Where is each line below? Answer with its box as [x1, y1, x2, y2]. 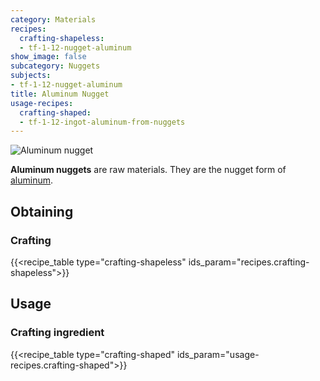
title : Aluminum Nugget [10, 89, 110, 99]
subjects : [10, 71, 52, 81]
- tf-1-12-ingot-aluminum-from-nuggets [19, 117, 186, 127]
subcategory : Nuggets [10, 61, 101, 71]
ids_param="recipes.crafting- [188, 256, 310, 268]
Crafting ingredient [10, 326, 105, 340]
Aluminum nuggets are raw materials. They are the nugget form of [10, 164, 287, 176]
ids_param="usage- [176, 348, 260, 360]
